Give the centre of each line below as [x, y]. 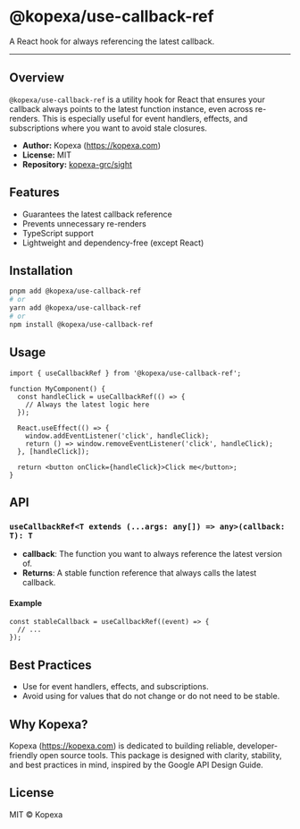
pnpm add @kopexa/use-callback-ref [75, 291]
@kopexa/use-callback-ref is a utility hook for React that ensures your [137, 99]
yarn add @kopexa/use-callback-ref [75, 308]
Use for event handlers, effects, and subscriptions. [115, 687]
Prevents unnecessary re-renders [84, 223]
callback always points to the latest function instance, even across [131, 108]
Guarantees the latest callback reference [97, 214]
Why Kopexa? [49, 724]
